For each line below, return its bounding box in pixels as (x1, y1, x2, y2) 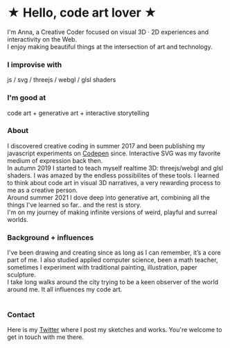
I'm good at (7, 93, 46, 103)
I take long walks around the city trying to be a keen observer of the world (7, 278, 219, 286)
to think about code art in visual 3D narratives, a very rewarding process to (7, 178, 221, 186)
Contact (7, 310, 35, 320)
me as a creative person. (7, 186, 78, 194)
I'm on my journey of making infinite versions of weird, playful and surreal (7, 208, 218, 216)
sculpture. (7, 270, 36, 279)
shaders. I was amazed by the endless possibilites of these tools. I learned (7, 171, 220, 180)
